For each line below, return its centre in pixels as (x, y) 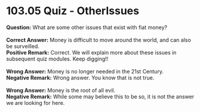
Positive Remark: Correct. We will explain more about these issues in (91, 52)
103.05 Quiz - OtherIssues (73, 11)
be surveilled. (23, 46)
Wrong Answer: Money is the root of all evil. (61, 90)
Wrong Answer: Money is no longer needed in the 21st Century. (85, 71)
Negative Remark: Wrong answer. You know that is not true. (80, 78)
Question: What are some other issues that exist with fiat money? (87, 27)
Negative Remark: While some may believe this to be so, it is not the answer (100, 97)
